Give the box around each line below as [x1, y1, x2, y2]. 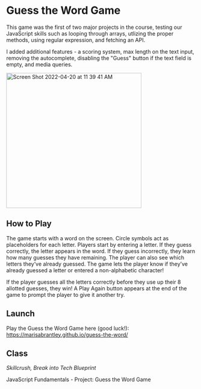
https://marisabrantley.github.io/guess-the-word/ [6, 331, 128, 338]
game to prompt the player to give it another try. [6, 291, 125, 298]
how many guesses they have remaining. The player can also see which [6, 254, 185, 261]
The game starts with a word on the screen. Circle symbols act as [6, 234, 169, 241]
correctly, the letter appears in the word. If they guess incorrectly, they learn [6, 247, 196, 255]
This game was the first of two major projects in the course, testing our [6, 23, 182, 31]
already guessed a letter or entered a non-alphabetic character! [6, 266, 164, 274]
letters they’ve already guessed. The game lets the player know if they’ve [6, 260, 188, 267]
